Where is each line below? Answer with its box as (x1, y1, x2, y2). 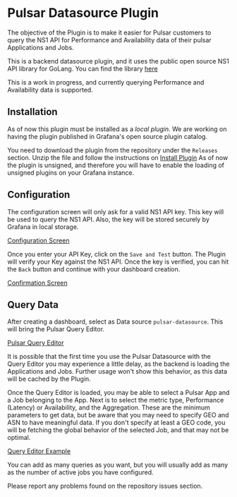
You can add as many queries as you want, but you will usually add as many (7, 460, 229, 470)
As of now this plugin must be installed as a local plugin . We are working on (7, 125, 227, 133)
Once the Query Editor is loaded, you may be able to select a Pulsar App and (7, 388, 230, 397)
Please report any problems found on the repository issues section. (7, 481, 203, 491)
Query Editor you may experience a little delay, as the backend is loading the (7, 360, 230, 368)
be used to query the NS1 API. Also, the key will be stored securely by (7, 215, 210, 223)
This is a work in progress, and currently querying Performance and (7, 78, 205, 86)
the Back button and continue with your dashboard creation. (7, 264, 181, 273)
